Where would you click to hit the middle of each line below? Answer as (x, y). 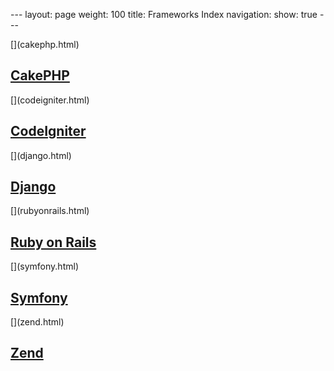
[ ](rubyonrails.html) (50, 211)
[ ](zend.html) (37, 322)
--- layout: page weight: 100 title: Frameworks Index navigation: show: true (164, 14)
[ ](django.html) (41, 155)
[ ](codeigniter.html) (50, 100)
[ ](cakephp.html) (45, 44)
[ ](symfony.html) (44, 266)
